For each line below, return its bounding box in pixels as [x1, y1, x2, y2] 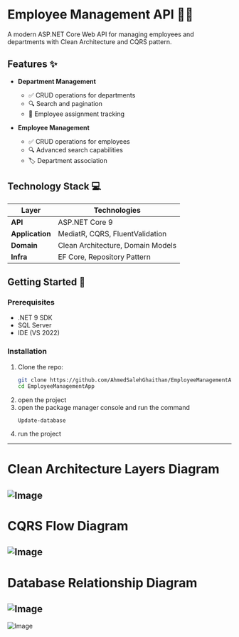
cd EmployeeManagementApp [17, 383, 95, 390]
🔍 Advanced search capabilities [28, 145, 123, 154]
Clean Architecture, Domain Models [58, 240, 176, 250]
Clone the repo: [17, 362, 64, 371]
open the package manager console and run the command [17, 404, 191, 412]
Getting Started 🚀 [7, 275, 86, 288]
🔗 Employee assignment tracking [28, 110, 125, 118]
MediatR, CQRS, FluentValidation [58, 228, 167, 238]
